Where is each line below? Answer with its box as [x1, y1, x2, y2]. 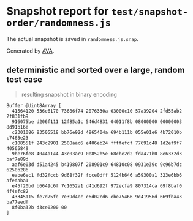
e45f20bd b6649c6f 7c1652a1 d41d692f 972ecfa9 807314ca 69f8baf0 [12, 182, 183, 189]
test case [6, 75, 43, 85]
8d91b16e [6, 124, 29, 130]
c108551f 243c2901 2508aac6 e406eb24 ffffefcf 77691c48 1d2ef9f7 [12, 140, 183, 146]
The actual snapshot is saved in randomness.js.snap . [6, 35, 139, 42]
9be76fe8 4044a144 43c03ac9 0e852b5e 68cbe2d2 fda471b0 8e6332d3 [12, 151, 183, 157]
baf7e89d [6, 156, 29, 162]
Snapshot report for [6, 4, 109, 18]
